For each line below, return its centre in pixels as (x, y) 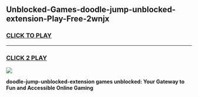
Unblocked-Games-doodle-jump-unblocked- (91, 10)
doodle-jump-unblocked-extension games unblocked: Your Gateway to (95, 81)
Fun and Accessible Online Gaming (50, 88)
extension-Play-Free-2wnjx (58, 19)
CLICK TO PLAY (29, 36)
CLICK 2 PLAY (27, 58)
